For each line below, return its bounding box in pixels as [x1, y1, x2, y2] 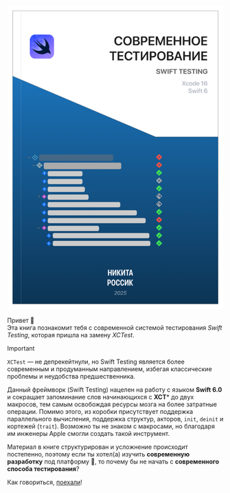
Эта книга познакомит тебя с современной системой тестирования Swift [7, 324, 222, 332]
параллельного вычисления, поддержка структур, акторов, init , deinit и [7, 415, 224, 423]
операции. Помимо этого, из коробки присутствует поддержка [7, 408, 194, 415]
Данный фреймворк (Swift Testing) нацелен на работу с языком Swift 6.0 [7, 386, 222, 394]
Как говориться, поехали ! [7, 478, 82, 486]
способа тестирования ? [7, 465, 80, 473]
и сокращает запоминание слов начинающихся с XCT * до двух [7, 393, 194, 401]
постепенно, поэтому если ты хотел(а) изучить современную [7, 450, 190, 458]
